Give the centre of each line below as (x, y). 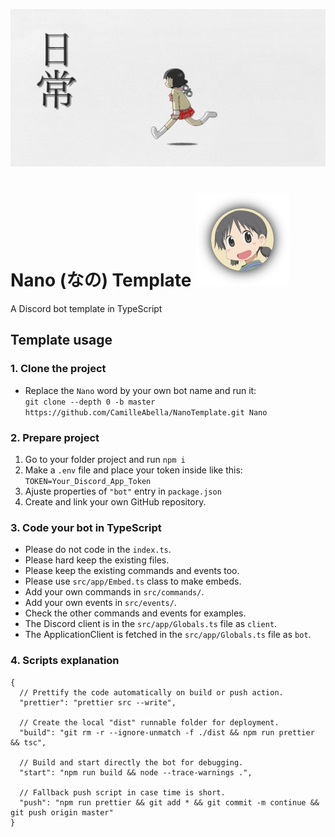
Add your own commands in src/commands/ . (114, 592)
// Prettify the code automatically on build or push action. (151, 692)
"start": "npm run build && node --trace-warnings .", (136, 772)
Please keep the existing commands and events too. (132, 571)
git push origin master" (62, 812)
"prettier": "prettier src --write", (98, 702)
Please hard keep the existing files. (97, 560)
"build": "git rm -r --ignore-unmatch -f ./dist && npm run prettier (167, 732)
